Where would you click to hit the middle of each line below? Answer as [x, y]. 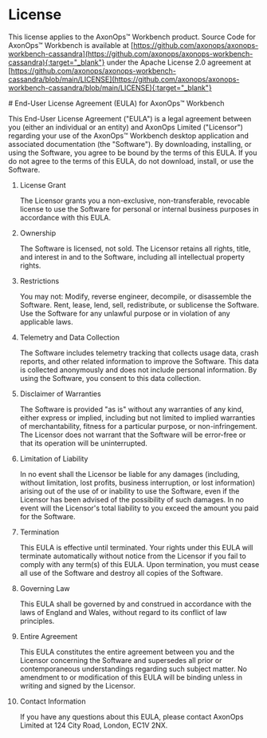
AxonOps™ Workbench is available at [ [71, 45]
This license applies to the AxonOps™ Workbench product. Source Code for [132, 37]
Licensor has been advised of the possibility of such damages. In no [132, 499]
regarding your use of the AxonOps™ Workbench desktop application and [129, 135]
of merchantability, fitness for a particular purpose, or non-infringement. [138, 426]
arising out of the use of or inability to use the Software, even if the [130, 491]
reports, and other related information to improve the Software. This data [139, 361]
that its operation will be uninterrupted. [83, 443]
